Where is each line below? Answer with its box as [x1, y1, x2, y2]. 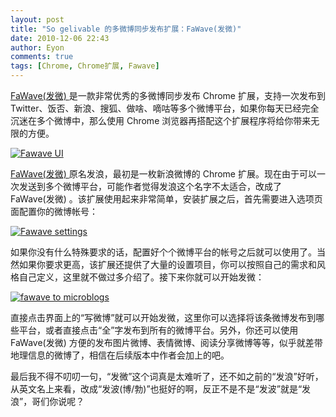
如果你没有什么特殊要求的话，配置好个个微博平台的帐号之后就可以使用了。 [10, 246, 317, 258]
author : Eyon [10, 42, 65, 53]
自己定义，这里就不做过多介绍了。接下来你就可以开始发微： [18, 271, 265, 283]
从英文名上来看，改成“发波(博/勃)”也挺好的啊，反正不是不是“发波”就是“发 [10, 383, 312, 395]
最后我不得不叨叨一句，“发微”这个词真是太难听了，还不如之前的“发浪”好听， [10, 371, 324, 382]
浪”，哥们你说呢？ [10, 396, 85, 407]
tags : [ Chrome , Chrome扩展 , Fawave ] [10, 61, 160, 71]
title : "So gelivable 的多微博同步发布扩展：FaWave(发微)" [10, 24, 242, 34]
